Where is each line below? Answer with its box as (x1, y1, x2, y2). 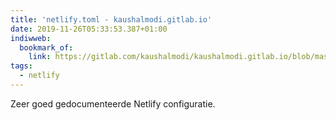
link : (28, 52, 52, 62)
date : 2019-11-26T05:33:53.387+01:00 (10, 24, 168, 34)
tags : (10, 61, 33, 71)
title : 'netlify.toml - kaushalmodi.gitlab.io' (10, 14, 213, 25)
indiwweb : (10, 33, 52, 43)
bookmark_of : (19, 42, 74, 53)
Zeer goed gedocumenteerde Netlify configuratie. (10, 97, 216, 110)
